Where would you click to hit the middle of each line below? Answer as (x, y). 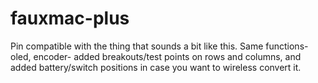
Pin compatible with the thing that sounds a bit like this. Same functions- (159, 46)
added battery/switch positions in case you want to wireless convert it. (156, 67)
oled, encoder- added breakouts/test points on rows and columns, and (156, 56)
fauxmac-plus (70, 18)
